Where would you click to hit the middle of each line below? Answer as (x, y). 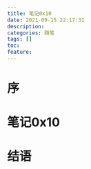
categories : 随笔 (31, 33)
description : (26, 26)
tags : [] (20, 39)
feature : (20, 52)
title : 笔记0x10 (29, 13)
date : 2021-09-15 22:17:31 (46, 20)
